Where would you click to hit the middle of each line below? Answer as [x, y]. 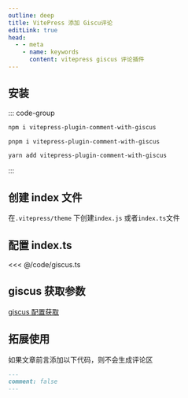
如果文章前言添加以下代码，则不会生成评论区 [81, 359]
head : [17, 37]
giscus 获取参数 [47, 291]
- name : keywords [51, 52]
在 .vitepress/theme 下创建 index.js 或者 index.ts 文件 [94, 218]
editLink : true [33, 30]
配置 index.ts [40, 245]
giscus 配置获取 [33, 311]
